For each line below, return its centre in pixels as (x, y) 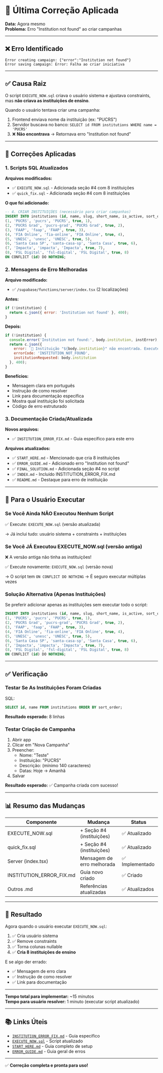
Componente (41, 822)
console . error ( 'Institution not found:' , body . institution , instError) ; (84, 340)
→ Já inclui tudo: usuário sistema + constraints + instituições (66, 534)
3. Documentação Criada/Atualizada (49, 419)
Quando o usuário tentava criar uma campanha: (53, 110)
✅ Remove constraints (34, 941)
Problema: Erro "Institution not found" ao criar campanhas (64, 29)
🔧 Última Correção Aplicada (62, 10)
